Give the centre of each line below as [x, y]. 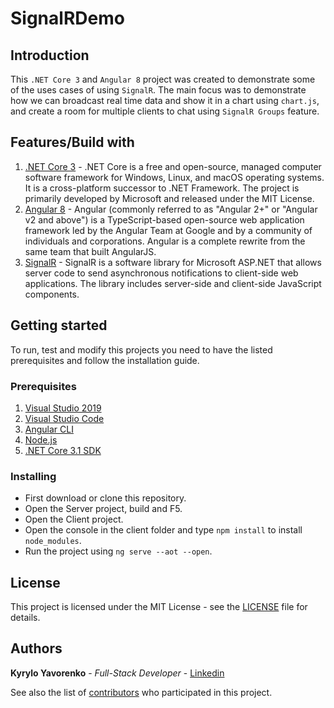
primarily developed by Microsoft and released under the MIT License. [169, 198]
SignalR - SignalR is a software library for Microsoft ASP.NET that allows [173, 262]
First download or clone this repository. [105, 498]
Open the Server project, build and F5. [103, 509]
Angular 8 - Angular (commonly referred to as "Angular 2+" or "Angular [171, 209]
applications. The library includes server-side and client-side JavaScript [173, 283]
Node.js [41, 439]
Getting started [59, 325]
